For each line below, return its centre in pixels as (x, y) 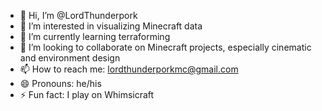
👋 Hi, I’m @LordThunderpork (78, 15)
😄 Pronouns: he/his (60, 83)
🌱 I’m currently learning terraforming (95, 36)
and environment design (70, 58)
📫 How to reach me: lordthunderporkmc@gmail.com (129, 69)
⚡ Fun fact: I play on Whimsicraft (87, 94)
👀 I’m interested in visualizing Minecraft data (111, 26)
